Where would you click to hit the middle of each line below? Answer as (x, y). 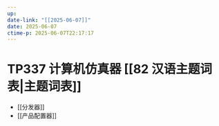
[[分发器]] (31, 107)
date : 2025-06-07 (32, 26)
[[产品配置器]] (37, 116)
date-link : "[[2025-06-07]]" (49, 20)
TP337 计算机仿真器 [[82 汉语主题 (104, 69)
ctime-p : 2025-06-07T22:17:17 (51, 33)
